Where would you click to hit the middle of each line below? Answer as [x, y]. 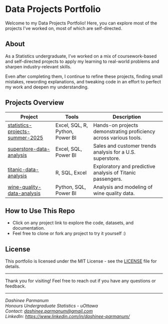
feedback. [15, 286]
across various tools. [117, 137]
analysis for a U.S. [114, 152]
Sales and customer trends [125, 146]
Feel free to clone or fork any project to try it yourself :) [69, 234]
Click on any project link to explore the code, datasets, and [73, 223]
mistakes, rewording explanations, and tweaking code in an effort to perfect [83, 81]
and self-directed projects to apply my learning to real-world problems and [82, 61]
